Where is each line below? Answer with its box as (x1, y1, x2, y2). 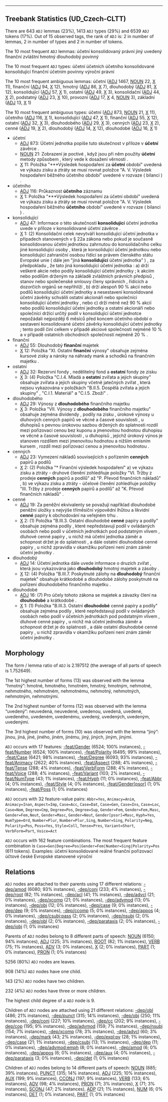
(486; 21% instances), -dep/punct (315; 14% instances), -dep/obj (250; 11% (5, 1012, 161, 1018)
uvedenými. (5, 719, 29, 725)
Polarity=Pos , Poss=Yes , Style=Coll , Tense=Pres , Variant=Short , (5, 822, 135, 828)
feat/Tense (5, 765, 27, 771)
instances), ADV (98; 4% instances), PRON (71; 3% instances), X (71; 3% (5, 1081, 155, 1087)
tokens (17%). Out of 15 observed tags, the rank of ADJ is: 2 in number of (5, 33, 154, 39)
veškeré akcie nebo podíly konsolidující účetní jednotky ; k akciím (19, 268, 154, 274)
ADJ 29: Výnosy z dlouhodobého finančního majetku (19, 401, 130, 407)
